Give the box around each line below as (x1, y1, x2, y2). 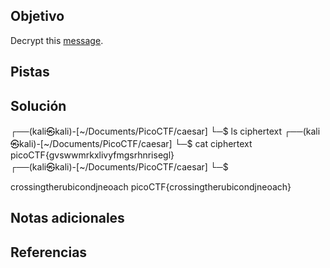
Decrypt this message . (10, 34, 104, 46)
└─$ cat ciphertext (174, 138, 253, 150)
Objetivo (10, 8, 65, 25)
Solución (10, 97, 67, 114)
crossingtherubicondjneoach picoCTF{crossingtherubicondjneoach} (10, 181, 292, 193)
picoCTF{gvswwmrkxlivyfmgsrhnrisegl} (10, 149, 175, 161)
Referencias (10, 244, 88, 261)
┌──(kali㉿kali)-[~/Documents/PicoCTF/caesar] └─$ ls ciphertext (10, 125, 282, 138)
